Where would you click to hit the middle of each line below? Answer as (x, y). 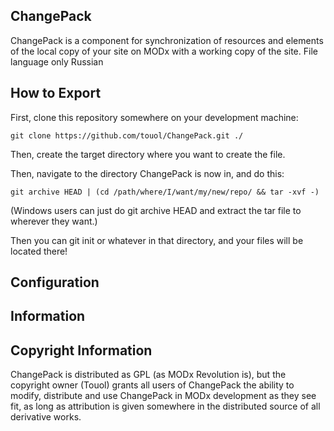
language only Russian (57, 61)
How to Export (56, 93)
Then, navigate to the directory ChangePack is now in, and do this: (147, 173)
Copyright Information (81, 350)
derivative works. (46, 417)
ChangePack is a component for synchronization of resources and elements (167, 40)
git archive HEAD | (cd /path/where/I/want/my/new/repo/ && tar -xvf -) (165, 192)
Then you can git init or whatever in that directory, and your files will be (157, 240)
